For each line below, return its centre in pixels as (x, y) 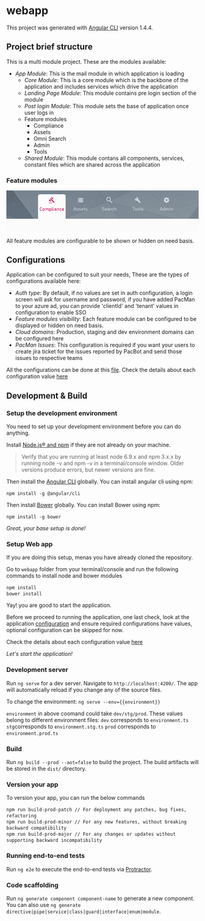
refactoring (21, 816)
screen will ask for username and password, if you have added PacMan (105, 299)
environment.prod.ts (33, 733)
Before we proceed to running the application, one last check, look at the (98, 617)
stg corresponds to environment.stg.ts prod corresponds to (81, 726)
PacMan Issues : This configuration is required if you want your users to (105, 345)
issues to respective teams (49, 358)
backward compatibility (37, 828)
